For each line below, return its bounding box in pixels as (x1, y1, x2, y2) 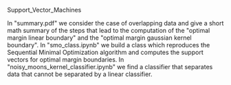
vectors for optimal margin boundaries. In (7, 56, 124, 64)
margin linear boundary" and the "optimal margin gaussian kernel (7, 34, 192, 42)
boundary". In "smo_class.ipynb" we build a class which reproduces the (7, 41, 210, 49)
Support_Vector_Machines (7, 6, 82, 14)
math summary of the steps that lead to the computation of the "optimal (7, 27, 210, 34)
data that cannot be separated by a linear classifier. (7, 70, 153, 78)
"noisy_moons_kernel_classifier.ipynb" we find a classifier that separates (7, 63, 213, 71)
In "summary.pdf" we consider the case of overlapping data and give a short (7, 19, 224, 27)
